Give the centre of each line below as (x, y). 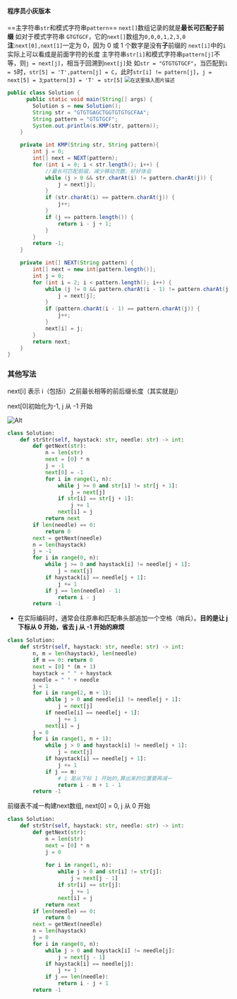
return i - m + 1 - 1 (89, 785)
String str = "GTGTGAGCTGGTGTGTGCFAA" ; (91, 112)
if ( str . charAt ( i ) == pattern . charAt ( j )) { (110, 198)
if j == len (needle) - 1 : (83, 591)
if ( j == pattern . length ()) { (89, 217)
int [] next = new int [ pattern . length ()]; (95, 270)
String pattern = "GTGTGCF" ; (75, 119)
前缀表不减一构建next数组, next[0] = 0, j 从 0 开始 (79, 806)
